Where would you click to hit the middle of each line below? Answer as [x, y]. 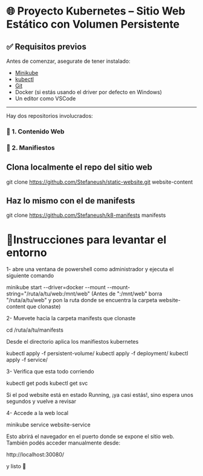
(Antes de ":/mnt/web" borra [127, 294]
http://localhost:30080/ [35, 455]
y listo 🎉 [16, 466]
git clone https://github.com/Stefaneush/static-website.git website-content [100, 182]
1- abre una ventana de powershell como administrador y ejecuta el [90, 269]
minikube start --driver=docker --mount [56, 288]
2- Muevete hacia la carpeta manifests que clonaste [71, 318]
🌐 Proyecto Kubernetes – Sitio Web [96, 11]
